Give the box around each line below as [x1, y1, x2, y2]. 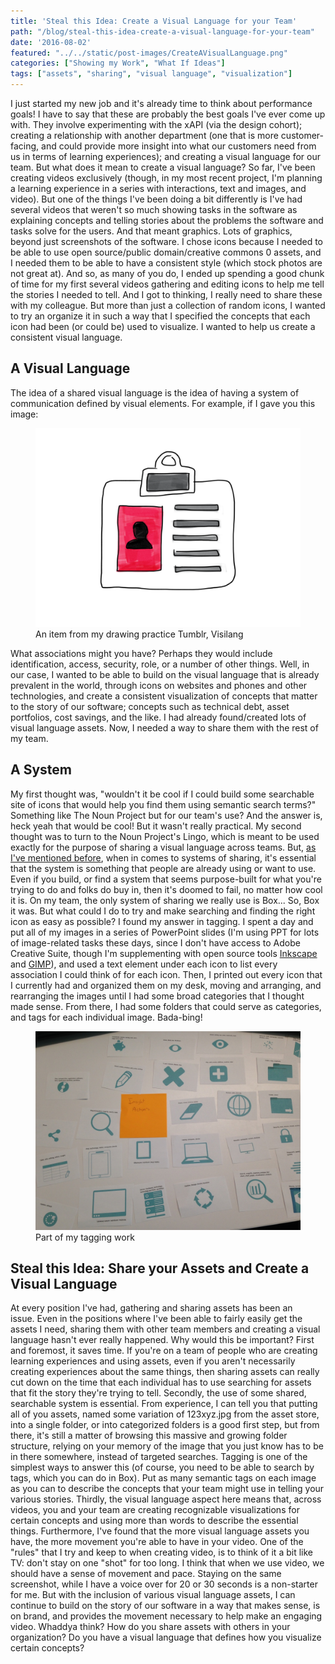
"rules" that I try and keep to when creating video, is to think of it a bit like [10, 1546, 313, 1559]
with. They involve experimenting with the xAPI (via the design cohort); [10, 119, 303, 130]
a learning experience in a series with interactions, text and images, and [10, 183, 307, 194]
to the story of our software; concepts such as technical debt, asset [10, 700, 290, 712]
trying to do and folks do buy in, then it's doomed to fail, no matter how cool [10, 883, 323, 895]
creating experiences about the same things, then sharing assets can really [10, 1366, 320, 1378]
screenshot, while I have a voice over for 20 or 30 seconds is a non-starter [10, 1578, 318, 1590]
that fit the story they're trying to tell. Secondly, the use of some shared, [10, 1387, 307, 1399]
